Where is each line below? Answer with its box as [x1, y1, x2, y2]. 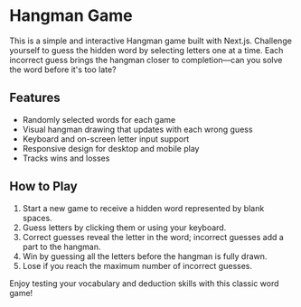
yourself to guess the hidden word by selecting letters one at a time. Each [9, 44, 284, 55]
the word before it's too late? [9, 64, 117, 75]
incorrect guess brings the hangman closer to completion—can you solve [9, 54, 283, 65]
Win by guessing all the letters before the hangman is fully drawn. [22, 250, 268, 262]
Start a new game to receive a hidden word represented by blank [22, 202, 265, 213]
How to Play [9, 179, 79, 194]
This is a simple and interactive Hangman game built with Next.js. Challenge [9, 35, 292, 46]
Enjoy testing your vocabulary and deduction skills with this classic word [9, 277, 279, 289]
